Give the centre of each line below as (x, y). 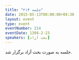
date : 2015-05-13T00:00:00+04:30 (40, 14)
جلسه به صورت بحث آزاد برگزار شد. (39, 52)
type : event (17, 24)
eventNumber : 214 (23, 28)
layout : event (20, 19)
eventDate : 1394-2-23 (28, 33)
